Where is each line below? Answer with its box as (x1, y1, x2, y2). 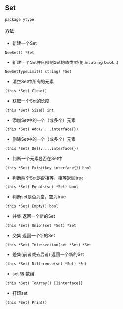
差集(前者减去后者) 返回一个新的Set (12, 251, 84, 257)
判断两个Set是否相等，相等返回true (12, 175, 84, 181)
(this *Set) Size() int (5, 108, 54, 113)
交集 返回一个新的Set (12, 233, 55, 239)
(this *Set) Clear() (5, 89, 48, 94)
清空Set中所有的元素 (12, 79, 54, 85)
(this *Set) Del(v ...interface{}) (5, 146, 79, 151)
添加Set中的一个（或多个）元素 (12, 117, 76, 123)
